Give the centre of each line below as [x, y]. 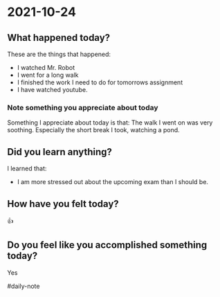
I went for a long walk [48, 75]
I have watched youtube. [52, 90]
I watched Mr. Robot [46, 67]
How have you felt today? [63, 204]
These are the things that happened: [59, 54]
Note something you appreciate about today [83, 107]
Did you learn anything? [60, 152]
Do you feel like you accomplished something [107, 245]
